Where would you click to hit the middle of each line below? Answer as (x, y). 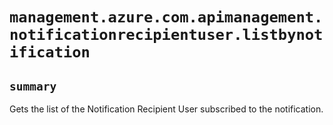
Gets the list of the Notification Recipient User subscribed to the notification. (166, 109)
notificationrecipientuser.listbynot (166, 35)
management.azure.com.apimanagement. (166, 17)
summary (33, 86)
